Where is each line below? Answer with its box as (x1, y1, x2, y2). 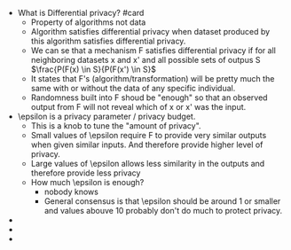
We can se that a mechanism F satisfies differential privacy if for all (30, 45, 277, 56)
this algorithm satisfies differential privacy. (30, 35, 186, 46)
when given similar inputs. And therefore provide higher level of (30, 139, 263, 150)
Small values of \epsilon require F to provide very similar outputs (30, 130, 267, 140)
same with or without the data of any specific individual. (30, 83, 236, 93)
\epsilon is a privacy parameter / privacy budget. (17, 111, 196, 121)
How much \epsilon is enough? (30, 177, 145, 187)
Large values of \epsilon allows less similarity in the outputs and (30, 159, 265, 168)
